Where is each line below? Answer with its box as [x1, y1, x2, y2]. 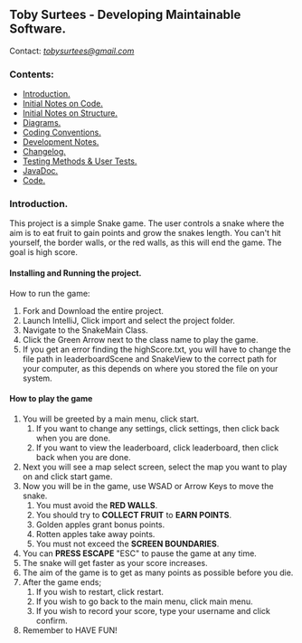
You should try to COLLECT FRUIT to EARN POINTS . [35, 509, 232, 520]
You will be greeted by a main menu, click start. [22, 413, 200, 424]
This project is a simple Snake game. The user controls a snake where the [9, 218, 285, 229]
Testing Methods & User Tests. [22, 156, 137, 166]
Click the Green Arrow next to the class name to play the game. [22, 334, 259, 345]
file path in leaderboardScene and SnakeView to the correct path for [22, 353, 278, 364]
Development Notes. [22, 137, 99, 147]
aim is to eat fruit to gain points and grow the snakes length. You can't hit [9, 228, 282, 239]
